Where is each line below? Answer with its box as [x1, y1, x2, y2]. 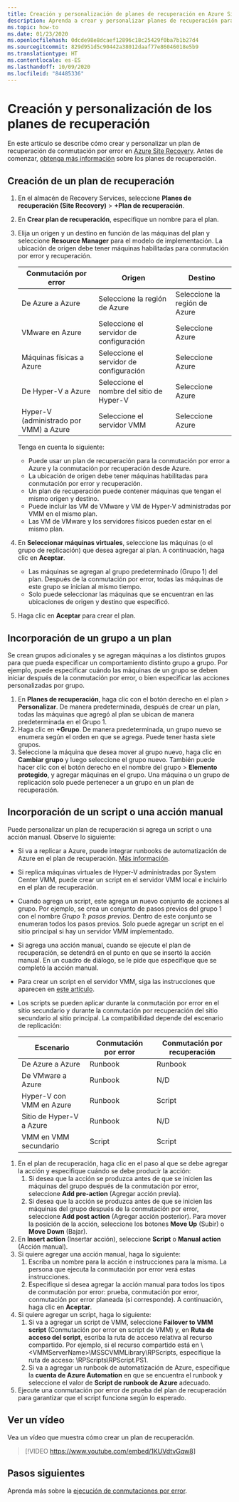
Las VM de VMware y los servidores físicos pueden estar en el [28, 517, 212, 526]
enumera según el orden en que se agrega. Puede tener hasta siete [17, 733, 216, 741]
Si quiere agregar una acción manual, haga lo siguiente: [17, 1249, 181, 1258]
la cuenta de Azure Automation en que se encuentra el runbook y [28, 1370, 223, 1379]
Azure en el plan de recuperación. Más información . [17, 854, 170, 862]
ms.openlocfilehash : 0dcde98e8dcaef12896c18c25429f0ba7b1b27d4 [7, 37, 199, 44]
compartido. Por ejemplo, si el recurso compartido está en [28, 1340, 199, 1349]
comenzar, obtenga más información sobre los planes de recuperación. [7, 154, 217, 163]
